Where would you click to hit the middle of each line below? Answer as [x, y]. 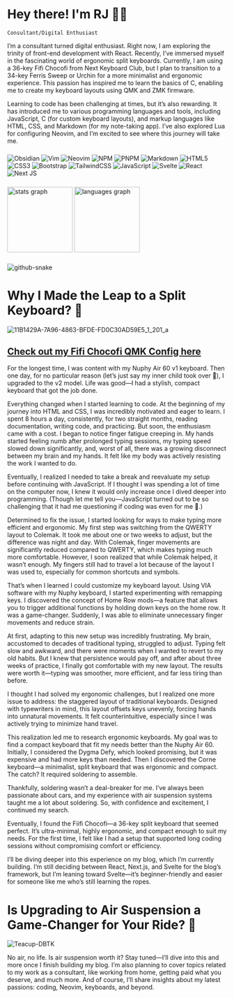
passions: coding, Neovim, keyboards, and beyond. [81, 988]
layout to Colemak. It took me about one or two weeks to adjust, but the [110, 535]
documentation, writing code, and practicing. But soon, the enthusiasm [109, 426]
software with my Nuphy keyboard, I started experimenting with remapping [115, 593]
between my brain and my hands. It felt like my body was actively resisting [114, 456]
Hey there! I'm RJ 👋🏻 [68, 14]
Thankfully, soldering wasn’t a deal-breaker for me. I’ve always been [106, 788]
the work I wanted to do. [42, 463]
